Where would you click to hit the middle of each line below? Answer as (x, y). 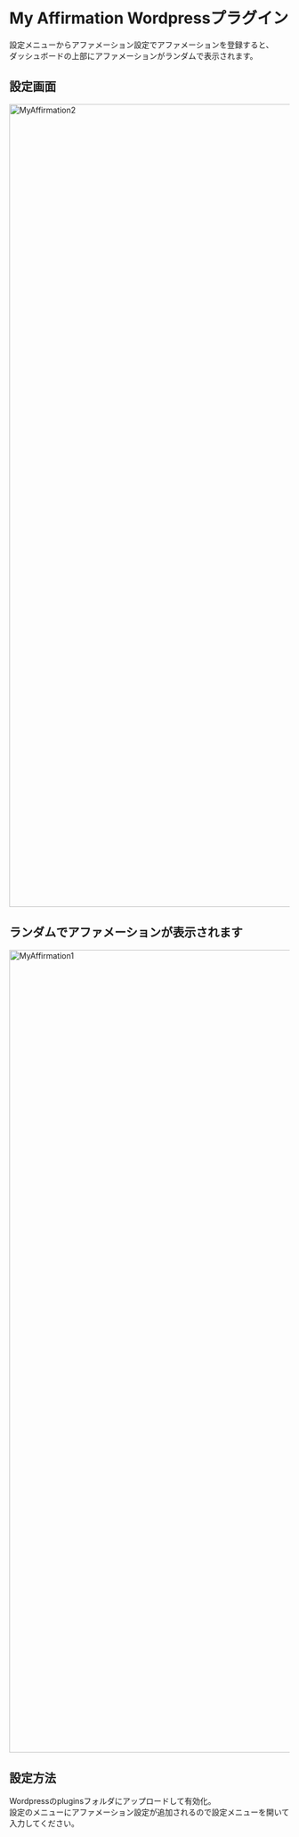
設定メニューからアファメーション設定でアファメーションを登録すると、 (141, 45)
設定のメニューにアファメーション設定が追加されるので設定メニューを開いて (149, 1812)
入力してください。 (44, 1824)
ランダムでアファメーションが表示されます (126, 932)
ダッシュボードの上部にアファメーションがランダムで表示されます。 (133, 55)
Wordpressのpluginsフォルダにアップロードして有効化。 (113, 1801)
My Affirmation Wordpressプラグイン (149, 18)
